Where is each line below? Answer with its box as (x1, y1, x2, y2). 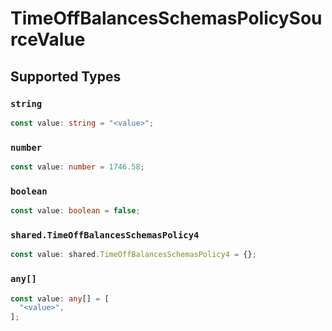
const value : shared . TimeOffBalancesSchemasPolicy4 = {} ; (10, 250, 257, 260)
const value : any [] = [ (10, 293, 110, 304)
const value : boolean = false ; (10, 206, 141, 216)
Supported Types (10, 68, 122, 85)
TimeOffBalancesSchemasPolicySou (10, 7, 323, 30)
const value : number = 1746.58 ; (10, 162, 145, 172)
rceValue (10, 28, 86, 51)
